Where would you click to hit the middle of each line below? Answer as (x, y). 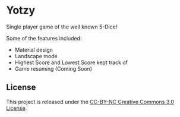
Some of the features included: (44, 38)
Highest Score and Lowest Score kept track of (71, 62)
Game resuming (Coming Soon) (53, 68)
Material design (34, 50)
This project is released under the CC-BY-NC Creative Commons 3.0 (90, 102)
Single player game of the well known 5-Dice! (62, 27)
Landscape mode (36, 56)
